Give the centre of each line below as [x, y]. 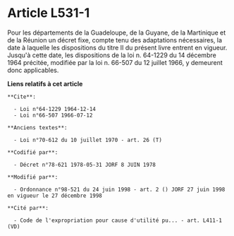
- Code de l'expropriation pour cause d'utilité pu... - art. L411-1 [118, 220]
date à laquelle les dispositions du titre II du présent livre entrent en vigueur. [117, 47]
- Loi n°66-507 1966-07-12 [53, 115]
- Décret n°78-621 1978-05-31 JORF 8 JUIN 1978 [85, 165]
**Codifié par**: [33, 152]
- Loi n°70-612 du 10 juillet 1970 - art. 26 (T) [88, 140]
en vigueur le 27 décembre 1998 [55, 196]
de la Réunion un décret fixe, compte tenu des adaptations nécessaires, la [115, 40]
